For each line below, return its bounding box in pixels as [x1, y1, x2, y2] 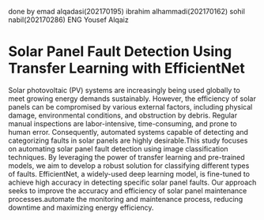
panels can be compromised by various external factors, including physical [8, 102, 253, 111]
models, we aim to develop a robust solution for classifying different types [8, 161, 250, 170]
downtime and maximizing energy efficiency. [8, 203, 154, 212]
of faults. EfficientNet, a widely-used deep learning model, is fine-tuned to [8, 169, 251, 178]
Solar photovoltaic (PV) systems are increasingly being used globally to [8, 85, 241, 95]
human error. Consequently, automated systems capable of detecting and [8, 127, 249, 136]
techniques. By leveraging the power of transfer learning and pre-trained [8, 152, 245, 162]
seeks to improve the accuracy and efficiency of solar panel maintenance [8, 185, 247, 196]
